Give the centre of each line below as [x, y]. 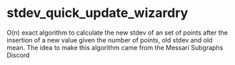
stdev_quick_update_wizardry [97, 13]
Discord [18, 55]
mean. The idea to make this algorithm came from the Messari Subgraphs [115, 47]
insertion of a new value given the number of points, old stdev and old [110, 40]
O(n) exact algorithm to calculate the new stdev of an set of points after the [117, 32]
